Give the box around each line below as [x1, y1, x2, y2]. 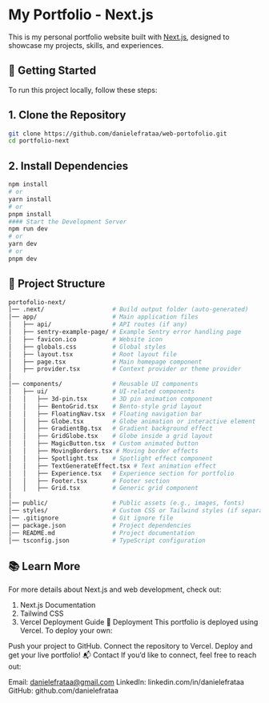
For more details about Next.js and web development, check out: [8, 584, 222, 594]
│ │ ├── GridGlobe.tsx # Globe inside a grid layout [8, 432, 214, 440]
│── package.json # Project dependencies [8, 521, 192, 529]
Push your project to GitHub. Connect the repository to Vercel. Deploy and [8, 641, 253, 651]
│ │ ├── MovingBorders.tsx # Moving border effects [8, 447, 199, 456]
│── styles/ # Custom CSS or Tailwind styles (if [8, 507, 239, 515]
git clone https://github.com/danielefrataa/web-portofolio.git [8, 130, 227, 138]
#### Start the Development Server [8, 218, 127, 226]
